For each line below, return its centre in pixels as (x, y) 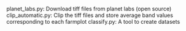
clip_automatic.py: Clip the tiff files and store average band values (90, 15)
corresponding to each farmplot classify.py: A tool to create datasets (93, 22)
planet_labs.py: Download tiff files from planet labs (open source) (89, 9)
